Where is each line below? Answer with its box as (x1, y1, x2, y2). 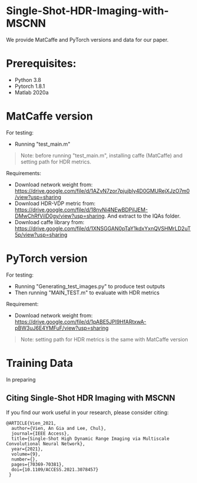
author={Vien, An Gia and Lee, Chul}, (11, 425, 107, 431)
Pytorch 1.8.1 (14, 83, 45, 90)
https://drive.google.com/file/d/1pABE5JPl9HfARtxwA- (14, 318, 146, 325)
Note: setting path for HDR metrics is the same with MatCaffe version (20, 336, 188, 343)
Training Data (6, 356, 74, 370)
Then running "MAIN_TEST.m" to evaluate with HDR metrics (14, 289, 160, 296)
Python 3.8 (14, 76, 41, 83)
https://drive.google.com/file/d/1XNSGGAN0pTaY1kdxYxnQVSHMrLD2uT (14, 225, 191, 232)
